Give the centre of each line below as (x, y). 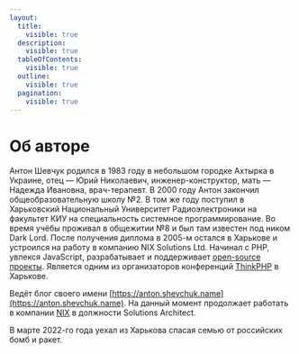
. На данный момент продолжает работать (206, 304)
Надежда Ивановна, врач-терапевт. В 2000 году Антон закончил (134, 190)
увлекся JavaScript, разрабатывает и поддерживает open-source (135, 257)
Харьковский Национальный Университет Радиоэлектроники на (133, 209)
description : (42, 43)
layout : (24, 18)
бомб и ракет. (36, 340)
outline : (34, 77)
